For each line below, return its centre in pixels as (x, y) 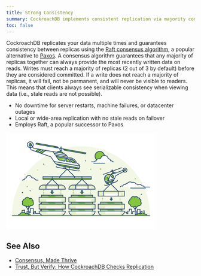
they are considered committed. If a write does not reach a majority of (92, 75)
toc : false (20, 25)
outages (25, 112)
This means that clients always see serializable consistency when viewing (97, 87)
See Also (23, 246)
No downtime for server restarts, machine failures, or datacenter (94, 105)
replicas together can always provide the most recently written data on (93, 62)
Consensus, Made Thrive (46, 260)
